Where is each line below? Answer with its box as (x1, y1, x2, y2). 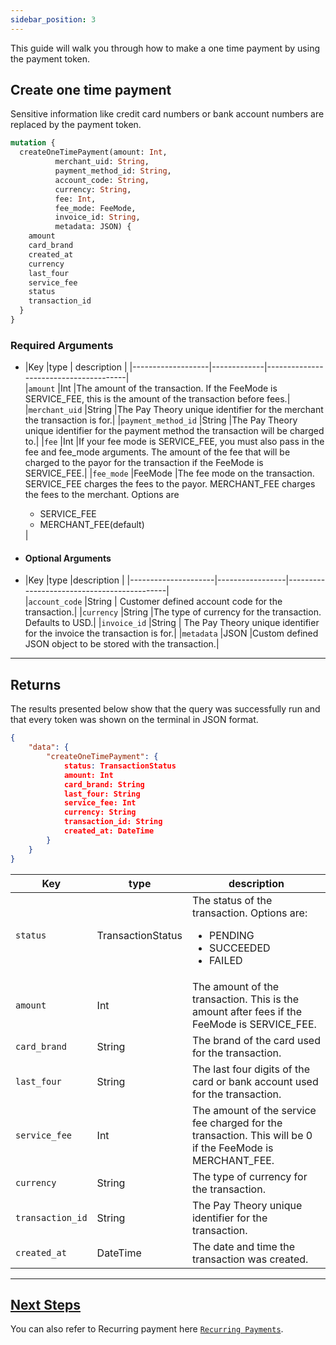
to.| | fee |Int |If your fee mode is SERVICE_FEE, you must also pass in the (24, 436, 325, 448)
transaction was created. (191, 1252, 309, 1266)
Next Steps (10, 1296, 81, 1313)
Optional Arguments (24, 552, 112, 564)
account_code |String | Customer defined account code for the (28, 596, 283, 608)
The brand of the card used (191, 1033, 321, 1047)
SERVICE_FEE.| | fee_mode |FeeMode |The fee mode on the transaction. (24, 467, 315, 480)
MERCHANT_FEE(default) (39, 519, 145, 531)
